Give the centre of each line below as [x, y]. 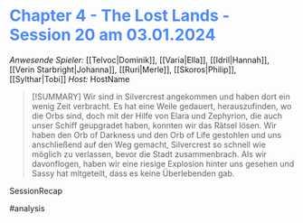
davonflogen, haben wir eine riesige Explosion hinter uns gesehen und [163, 163]
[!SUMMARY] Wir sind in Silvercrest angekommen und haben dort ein [161, 97]
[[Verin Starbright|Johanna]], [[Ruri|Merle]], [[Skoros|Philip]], [123, 70]
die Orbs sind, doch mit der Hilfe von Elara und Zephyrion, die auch [157, 116]
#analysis [27, 208]
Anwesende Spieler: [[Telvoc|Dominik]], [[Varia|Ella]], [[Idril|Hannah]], [139, 60]
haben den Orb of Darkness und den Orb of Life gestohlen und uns [156, 135]
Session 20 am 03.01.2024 [113, 35]
